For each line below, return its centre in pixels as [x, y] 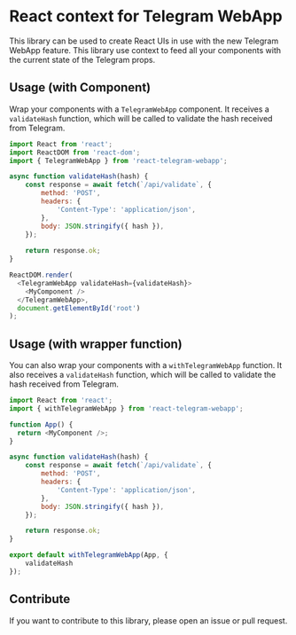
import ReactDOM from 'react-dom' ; [75, 153]
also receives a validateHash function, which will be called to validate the [143, 375]
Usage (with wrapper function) [96, 344]
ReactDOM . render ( [41, 275]
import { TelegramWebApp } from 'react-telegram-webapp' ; [118, 161]
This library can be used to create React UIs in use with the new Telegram [144, 41]
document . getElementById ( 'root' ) [79, 308]
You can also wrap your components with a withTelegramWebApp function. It [146, 365]
